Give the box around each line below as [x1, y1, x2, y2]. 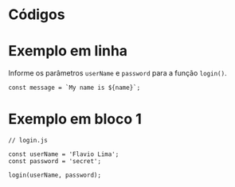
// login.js [8, 137, 48, 145]
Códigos [8, 6, 65, 24]
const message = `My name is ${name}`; [8, 84, 141, 92]
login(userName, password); [8, 171, 102, 180]
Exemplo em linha [8, 42, 128, 60]
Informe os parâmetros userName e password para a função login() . [8, 68, 227, 78]
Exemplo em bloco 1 [8, 110, 142, 128]
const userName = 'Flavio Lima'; [8, 150, 119, 158]
